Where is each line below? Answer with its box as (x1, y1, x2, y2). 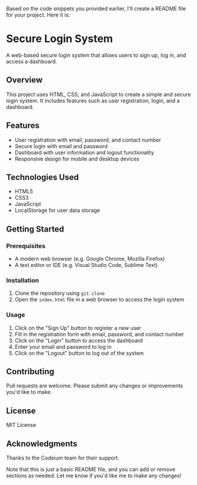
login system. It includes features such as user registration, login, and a (6, 97, 180, 104)
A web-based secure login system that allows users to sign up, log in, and (6, 52, 186, 59)
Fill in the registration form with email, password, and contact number (14, 330, 185, 338)
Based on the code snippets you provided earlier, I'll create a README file (6, 5, 186, 12)
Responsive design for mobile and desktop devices (14, 155, 140, 162)
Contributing (6, 367, 54, 377)
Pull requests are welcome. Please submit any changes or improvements (6, 382, 183, 390)
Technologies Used (6, 172, 79, 182)
